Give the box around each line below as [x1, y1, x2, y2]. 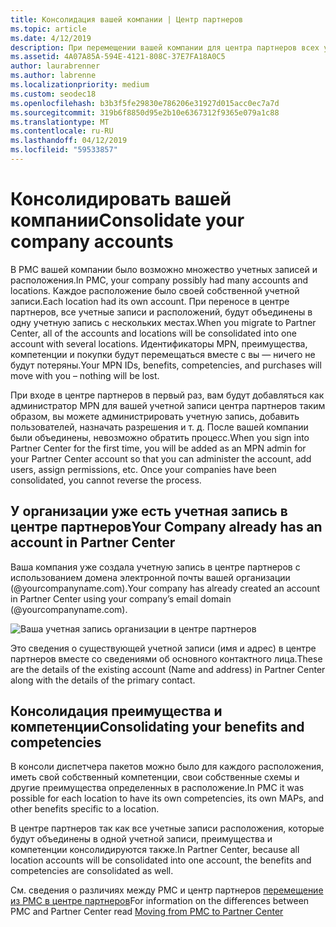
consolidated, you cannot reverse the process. [10, 474, 202, 486]
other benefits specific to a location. [10, 803, 160, 815]
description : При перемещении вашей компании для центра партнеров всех [10, 42, 320, 53]
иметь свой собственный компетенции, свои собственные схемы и [10, 771, 300, 783]
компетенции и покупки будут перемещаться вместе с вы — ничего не [10, 348, 316, 360]
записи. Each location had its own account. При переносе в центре [10, 295, 290, 307]
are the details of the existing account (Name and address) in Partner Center [10, 663, 326, 675]
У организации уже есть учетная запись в [10, 503, 288, 520]
